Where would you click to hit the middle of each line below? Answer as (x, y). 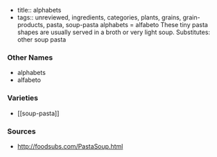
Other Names (30, 57)
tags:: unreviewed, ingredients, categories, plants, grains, (99, 17)
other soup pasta (42, 40)
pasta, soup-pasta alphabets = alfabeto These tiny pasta (127, 25)
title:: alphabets (39, 10)
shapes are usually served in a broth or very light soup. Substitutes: (113, 32)
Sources (21, 131)
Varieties (23, 98)
